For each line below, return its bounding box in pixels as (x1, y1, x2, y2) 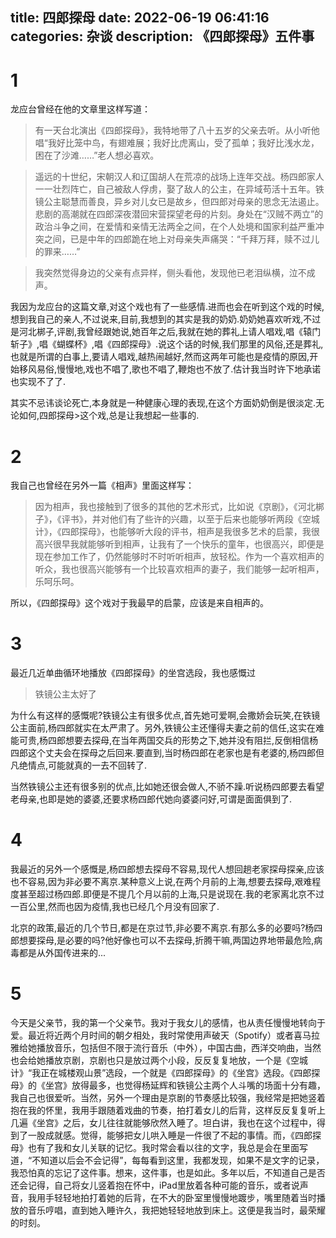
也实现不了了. (10, 376, 67, 388)
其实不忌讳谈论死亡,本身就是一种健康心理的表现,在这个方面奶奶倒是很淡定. (10, 397, 317, 409)
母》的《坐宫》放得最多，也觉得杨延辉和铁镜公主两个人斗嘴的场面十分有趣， (10, 1079, 326, 1092)
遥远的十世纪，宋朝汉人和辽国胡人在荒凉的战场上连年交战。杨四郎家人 (34, 171, 325, 183)
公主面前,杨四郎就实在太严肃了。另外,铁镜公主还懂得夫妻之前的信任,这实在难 (10, 722, 325, 734)
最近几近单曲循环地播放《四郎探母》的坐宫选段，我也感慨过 (10, 667, 256, 679)
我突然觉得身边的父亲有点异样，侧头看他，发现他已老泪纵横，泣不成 (34, 267, 316, 279)
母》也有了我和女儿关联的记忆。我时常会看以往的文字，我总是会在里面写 (10, 1142, 308, 1154)
